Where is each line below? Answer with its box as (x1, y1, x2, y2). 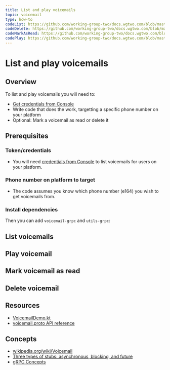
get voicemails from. (12, 193, 56, 199)
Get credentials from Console (12, 101, 74, 107)
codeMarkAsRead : (5, 31, 39, 36)
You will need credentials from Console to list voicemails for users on (12, 158, 157, 165)
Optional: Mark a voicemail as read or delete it (12, 117, 109, 123)
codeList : (5, 21, 26, 27)
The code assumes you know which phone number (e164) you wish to (12, 188, 159, 194)
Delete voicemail (5, 284, 59, 292)
